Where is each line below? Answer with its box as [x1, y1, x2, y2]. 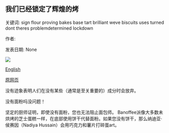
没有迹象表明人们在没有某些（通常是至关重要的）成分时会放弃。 [5, 87, 139, 93]
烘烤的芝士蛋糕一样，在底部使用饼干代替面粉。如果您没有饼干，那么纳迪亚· [5, 115, 162, 121]
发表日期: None [5, 46, 37, 52]
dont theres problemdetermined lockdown [5, 25, 93, 31]
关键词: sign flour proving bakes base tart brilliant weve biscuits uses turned [5, 19, 164, 25]
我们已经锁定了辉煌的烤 [5, 5, 79, 14]
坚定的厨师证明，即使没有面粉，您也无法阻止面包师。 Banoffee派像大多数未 [5, 109, 163, 115]
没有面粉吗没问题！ [5, 98, 46, 104]
